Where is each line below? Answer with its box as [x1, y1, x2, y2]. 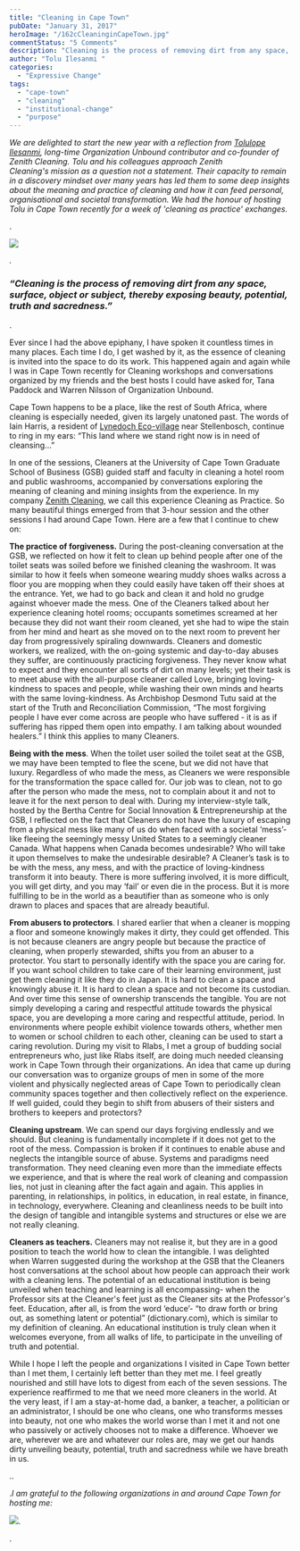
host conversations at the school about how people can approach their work [9, 1265, 290, 1276]
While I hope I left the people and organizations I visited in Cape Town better [9, 1359, 290, 1370]
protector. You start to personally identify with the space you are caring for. [9, 955, 286, 966]
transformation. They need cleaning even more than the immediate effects [9, 1162, 283, 1173]
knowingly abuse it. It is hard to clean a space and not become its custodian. [9, 984, 291, 994]
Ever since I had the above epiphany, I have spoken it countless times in [9, 337, 274, 348]
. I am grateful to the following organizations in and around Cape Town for [9, 1488, 281, 1499]
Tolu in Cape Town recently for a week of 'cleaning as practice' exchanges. [9, 204, 288, 214]
